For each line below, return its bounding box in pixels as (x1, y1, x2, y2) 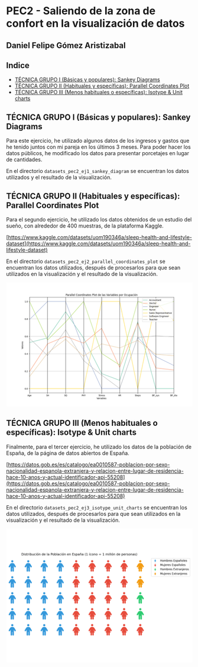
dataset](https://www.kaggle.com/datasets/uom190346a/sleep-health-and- (6, 240, 191, 247)
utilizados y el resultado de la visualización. (6, 174, 112, 181)
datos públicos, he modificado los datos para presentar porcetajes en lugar (6, 150, 190, 157)
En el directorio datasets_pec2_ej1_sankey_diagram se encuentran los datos (6, 168, 189, 175)
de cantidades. (6, 156, 43, 163)
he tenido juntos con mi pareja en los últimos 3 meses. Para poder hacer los (6, 143, 191, 150)
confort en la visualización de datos (6, 17, 185, 30)
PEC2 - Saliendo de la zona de (6, 4, 155, 18)
